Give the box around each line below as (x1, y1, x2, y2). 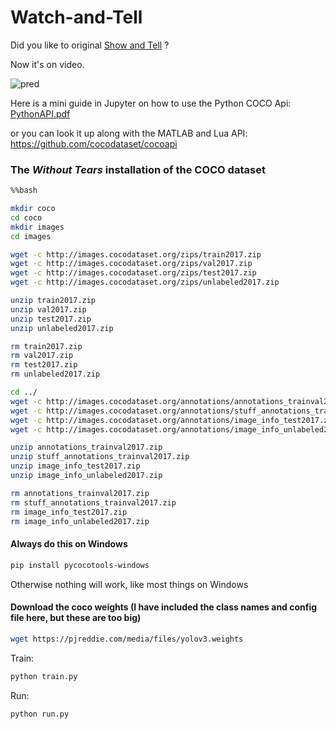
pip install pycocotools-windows (10, 560, 150, 570)
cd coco (10, 212, 43, 223)
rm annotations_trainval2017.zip (10, 488, 150, 498)
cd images (10, 231, 52, 241)
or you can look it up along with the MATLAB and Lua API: (10, 127, 248, 139)
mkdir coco (10, 204, 56, 214)
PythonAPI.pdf (10, 107, 71, 120)
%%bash (10, 186, 38, 196)
